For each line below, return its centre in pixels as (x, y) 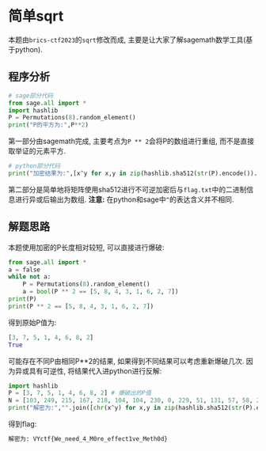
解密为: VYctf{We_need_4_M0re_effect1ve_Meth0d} (88, 439)
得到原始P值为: (32, 322)
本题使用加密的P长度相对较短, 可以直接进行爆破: (86, 247)
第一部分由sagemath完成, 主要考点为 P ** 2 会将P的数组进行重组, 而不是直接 (131, 141)
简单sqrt (36, 16)
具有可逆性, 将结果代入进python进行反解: (95, 371)
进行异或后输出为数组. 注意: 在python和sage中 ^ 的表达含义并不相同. (124, 199)
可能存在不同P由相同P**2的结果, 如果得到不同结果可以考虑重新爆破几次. (126, 361)
